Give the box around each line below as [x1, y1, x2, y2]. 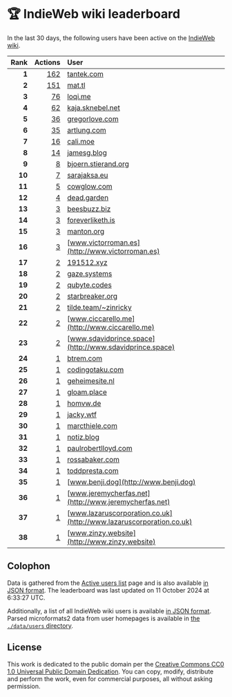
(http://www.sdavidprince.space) [66, 342, 175, 352]
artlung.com [66, 125, 107, 135]
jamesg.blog [66, 147, 107, 157]
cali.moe [66, 136, 95, 146]
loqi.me [66, 91, 91, 101]
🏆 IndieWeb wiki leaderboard [7, 6, 181, 22]
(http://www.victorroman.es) [66, 246, 160, 256]
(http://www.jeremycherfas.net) [66, 496, 171, 506]
